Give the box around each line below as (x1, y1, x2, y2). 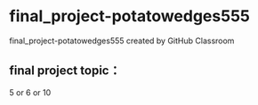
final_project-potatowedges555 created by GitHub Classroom (9, 35, 235, 46)
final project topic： (9, 64, 122, 79)
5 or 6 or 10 (9, 86, 52, 98)
